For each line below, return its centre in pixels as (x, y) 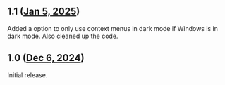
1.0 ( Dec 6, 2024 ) (46, 58)
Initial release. (28, 75)
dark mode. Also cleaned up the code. (63, 36)
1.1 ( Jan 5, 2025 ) (44, 12)
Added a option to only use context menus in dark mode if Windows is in (113, 28)
